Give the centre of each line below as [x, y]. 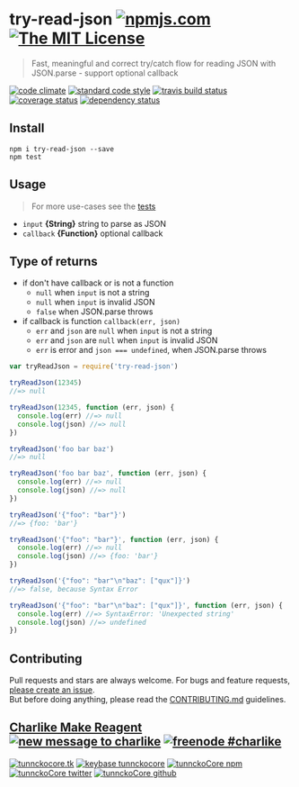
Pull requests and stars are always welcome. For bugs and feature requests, [149, 681]
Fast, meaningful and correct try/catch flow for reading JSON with [154, 63]
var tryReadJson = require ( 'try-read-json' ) [94, 366]
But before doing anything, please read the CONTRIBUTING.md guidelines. [148, 700]
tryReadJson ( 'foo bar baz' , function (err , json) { [108, 474]
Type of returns [54, 261]
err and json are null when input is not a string [124, 331]
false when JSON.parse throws [94, 312]
